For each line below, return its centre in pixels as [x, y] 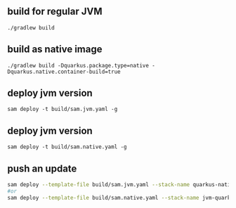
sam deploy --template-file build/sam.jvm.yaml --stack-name [99, 185]
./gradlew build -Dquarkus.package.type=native [78, 65]
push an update [42, 168]
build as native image [55, 50]
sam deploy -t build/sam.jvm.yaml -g [63, 109]
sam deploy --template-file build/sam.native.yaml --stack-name [103, 197]
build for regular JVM [55, 12]
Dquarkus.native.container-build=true [64, 72]
